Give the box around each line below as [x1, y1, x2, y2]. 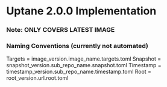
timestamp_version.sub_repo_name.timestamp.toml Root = [6, 68, 152, 76]
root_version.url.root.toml [6, 74, 69, 82]
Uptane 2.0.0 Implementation [6, 4, 157, 18]
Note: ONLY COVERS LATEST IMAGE [6, 26, 115, 34]
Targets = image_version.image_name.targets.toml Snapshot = [6, 55, 162, 62]
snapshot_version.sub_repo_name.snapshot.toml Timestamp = [6, 62, 162, 69]
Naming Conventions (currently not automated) [6, 42, 149, 50]
